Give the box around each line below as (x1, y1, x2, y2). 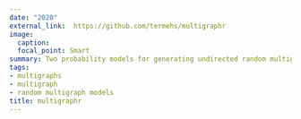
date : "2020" (9, 13, 58, 22)
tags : (9, 64, 30, 72)
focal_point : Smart (17, 47, 90, 55)
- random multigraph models (9, 88, 115, 97)
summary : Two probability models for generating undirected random (9, 55, 267, 64)
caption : (17, 38, 50, 47)
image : (9, 30, 34, 38)
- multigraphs (9, 72, 63, 81)
